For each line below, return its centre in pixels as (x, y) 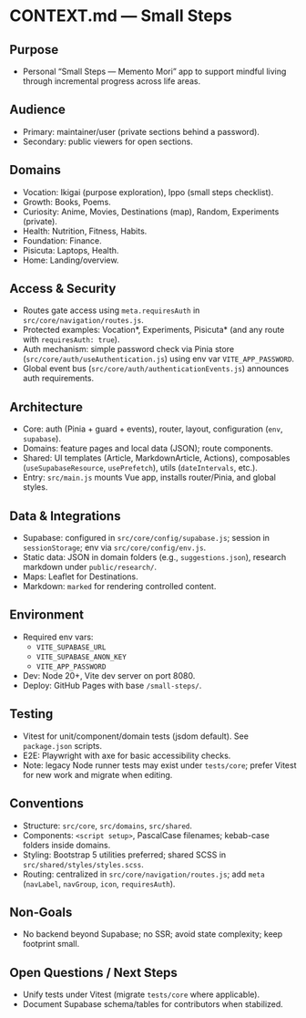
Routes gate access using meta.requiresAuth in (111, 310)
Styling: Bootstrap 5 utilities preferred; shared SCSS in (124, 855)
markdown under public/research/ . (90, 567)
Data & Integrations (65, 516)
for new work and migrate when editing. (97, 774)
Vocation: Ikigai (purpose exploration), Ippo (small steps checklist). (148, 192)
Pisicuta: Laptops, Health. (71, 250)
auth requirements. (58, 379)
